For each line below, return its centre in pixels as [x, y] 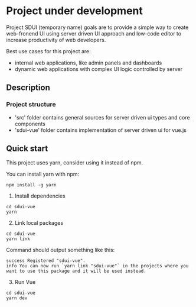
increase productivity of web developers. [56, 40]
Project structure [31, 105]
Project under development [75, 11]
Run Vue [25, 282]
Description [28, 88]
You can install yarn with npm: [43, 174]
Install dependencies [40, 196]
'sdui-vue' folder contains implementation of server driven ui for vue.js [101, 130]
